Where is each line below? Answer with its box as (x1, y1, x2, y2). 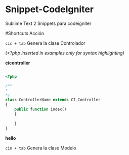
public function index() (14, 107, 67, 112)
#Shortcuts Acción (5, 30, 45, 36)
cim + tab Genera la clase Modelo (5, 145, 76, 151)
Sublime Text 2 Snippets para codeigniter (5, 20, 92, 26)
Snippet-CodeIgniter (5, 4, 94, 15)
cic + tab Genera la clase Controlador (5, 40, 85, 46)
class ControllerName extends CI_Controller (5, 98, 101, 103)
